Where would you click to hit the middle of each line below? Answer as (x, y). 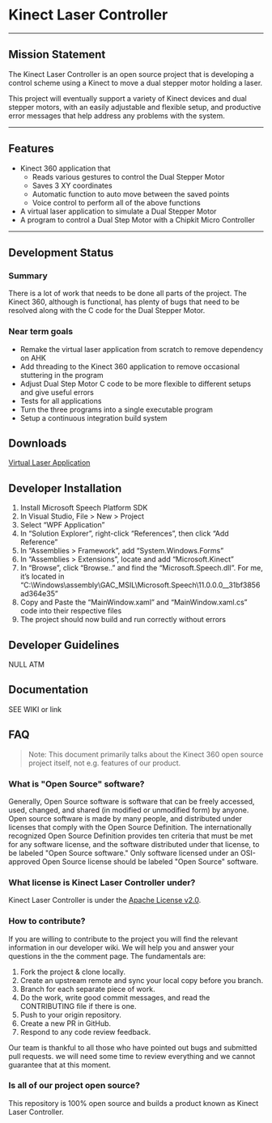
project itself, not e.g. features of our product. (104, 763)
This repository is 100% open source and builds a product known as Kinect (134, 1103)
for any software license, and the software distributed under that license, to (134, 844)
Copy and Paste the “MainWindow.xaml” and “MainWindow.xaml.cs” (134, 602)
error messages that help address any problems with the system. (117, 116)
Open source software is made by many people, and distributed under (125, 818)
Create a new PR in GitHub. (66, 1023)
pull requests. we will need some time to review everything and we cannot (132, 1056)
